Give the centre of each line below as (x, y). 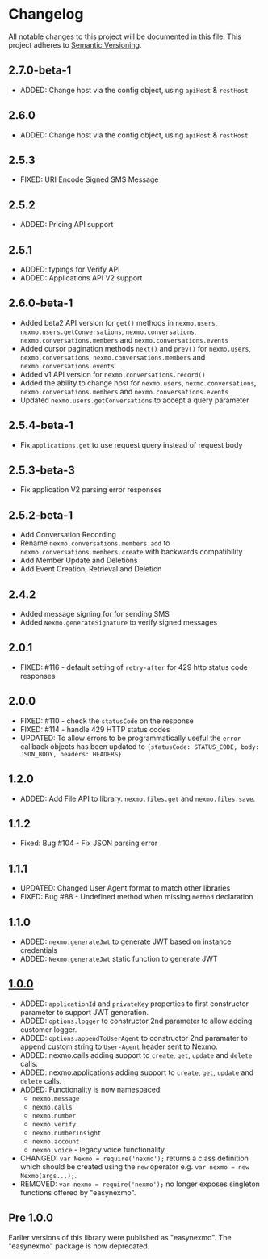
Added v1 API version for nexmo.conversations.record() (113, 374)
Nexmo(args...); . (48, 1175)
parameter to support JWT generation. (84, 1012)
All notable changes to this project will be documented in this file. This (125, 36)
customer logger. (48, 1029)
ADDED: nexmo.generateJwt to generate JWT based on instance (126, 941)
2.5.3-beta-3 (42, 471)
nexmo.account (56, 1141)
